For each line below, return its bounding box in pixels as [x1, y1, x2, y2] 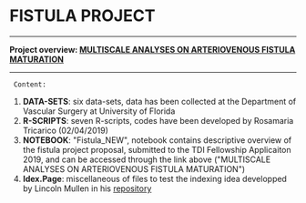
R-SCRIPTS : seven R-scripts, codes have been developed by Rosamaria [22, 115, 294, 126]
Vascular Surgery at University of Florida [22, 106, 176, 117]
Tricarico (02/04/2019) [22, 125, 109, 136]
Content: [13, 79, 47, 89]
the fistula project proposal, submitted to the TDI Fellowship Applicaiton [22, 144, 291, 155]
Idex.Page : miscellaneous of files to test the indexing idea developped [22, 173, 287, 184]
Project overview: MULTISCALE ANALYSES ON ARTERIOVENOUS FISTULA [9, 44, 296, 55]
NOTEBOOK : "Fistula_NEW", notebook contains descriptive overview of [22, 134, 292, 146]
